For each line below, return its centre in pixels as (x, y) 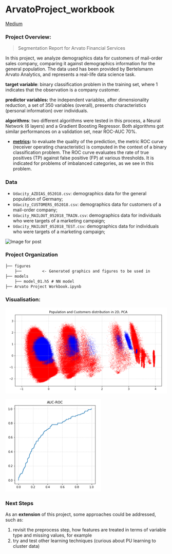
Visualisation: (23, 299)
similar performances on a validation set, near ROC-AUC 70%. (71, 131)
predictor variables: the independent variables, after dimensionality (77, 100)
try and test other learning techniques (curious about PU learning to (84, 541)
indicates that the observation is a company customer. (63, 90)
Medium (14, 24)
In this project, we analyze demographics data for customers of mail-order (84, 58)
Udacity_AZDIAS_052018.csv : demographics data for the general (80, 193)
